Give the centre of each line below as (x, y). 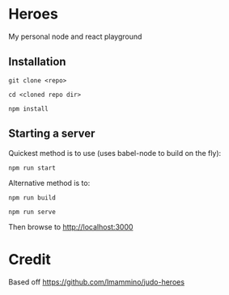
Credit (30, 259)
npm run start (32, 168)
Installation (37, 62)
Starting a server (52, 134)
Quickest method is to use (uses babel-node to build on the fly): (115, 153)
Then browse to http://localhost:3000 (71, 226)
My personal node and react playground (75, 36)
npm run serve (32, 212)
